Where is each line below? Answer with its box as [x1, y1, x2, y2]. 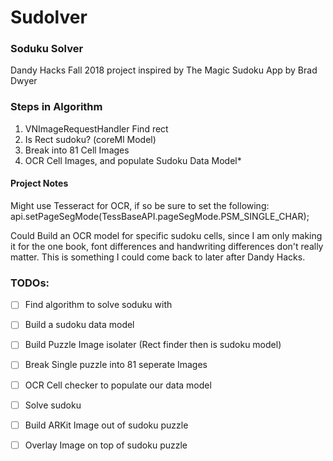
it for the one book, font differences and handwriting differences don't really [10, 240, 324, 252]
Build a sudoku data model [24, 319, 135, 331]
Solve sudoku [24, 399, 82, 411]
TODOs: [10, 276, 50, 290]
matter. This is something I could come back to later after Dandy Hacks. [10, 251, 306, 263]
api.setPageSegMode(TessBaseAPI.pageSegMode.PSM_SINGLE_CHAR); [10, 210, 310, 222]
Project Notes [10, 177, 69, 190]
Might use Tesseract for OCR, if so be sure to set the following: [10, 199, 270, 211]
